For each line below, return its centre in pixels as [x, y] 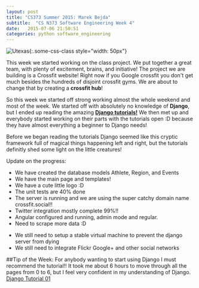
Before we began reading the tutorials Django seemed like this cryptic [92, 137]
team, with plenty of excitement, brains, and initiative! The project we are [96, 69]
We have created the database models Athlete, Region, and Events [97, 173]
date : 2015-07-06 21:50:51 [42, 28]
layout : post [22, 12]
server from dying [37, 242]
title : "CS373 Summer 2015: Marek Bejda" [59, 17]
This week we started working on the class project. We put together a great [99, 63]
